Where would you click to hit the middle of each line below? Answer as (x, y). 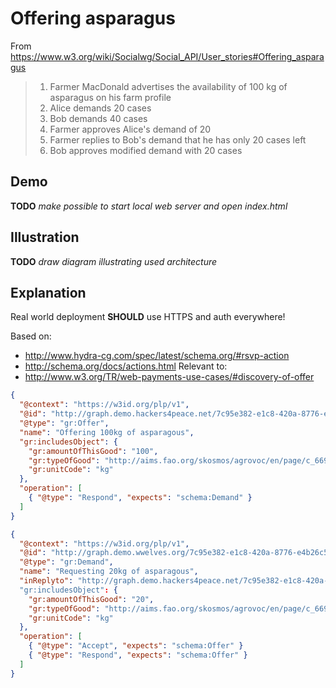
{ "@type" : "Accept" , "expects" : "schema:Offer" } (136, 646)
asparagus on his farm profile (110, 97)
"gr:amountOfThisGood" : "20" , (91, 599)
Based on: (31, 336)
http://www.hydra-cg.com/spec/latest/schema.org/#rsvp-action (157, 356)
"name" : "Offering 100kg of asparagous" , (107, 432)
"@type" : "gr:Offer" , (64, 423)
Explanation (48, 292)
